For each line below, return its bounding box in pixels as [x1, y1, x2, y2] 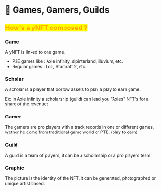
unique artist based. [5, 181, 45, 187]
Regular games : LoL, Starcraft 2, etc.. [12, 63, 88, 69]
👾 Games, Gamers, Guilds [5, 4, 110, 15]
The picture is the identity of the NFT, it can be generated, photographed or [5, 176, 156, 181]
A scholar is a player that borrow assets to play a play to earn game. [5, 87, 141, 92]
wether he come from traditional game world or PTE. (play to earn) [5, 129, 138, 135]
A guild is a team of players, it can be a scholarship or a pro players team [5, 152, 151, 158]
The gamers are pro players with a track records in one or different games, [5, 124, 154, 130]
